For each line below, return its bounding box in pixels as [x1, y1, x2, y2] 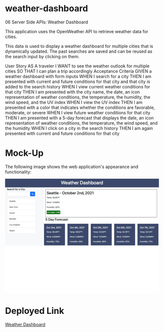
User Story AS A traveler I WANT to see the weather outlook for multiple [5, 63, 150, 69]
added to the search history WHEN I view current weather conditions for [5, 83, 150, 89]
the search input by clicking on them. [5, 53, 80, 59]
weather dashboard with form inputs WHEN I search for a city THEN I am [5, 73, 151, 79]
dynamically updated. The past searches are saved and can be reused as [5, 48, 153, 54]
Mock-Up [5, 147, 44, 159]
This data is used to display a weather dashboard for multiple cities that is [5, 43, 153, 49]
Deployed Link [5, 306, 64, 316]
